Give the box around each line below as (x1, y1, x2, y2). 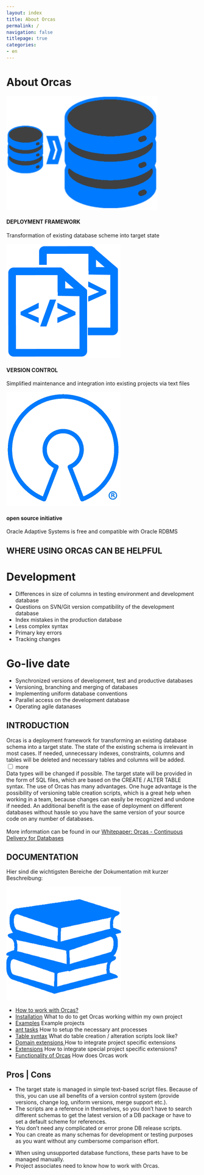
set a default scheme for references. (15, 1118, 107, 1126)
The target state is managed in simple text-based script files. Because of (15, 1086, 198, 1093)
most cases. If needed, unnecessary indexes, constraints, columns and (6, 749, 185, 757)
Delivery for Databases (6, 834, 64, 841)
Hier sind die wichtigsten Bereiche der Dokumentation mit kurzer (6, 868, 169, 875)
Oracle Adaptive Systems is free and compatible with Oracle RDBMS (6, 528, 178, 535)
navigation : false (6, 29, 53, 35)
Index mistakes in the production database (15, 616, 122, 623)
